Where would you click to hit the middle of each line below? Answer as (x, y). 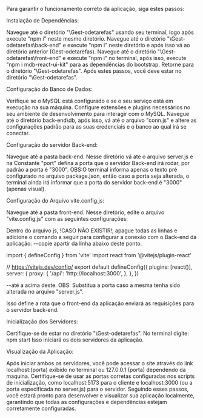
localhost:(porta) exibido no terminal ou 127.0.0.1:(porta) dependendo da (96, 370)
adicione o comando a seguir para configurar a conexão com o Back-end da (101, 237)
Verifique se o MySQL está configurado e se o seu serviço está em (90, 101)
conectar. (18, 133)
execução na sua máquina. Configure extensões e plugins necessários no (98, 107)
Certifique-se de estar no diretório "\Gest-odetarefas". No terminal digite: (98, 333)
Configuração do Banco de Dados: (49, 89)
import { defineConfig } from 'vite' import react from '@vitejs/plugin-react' (99, 255)
